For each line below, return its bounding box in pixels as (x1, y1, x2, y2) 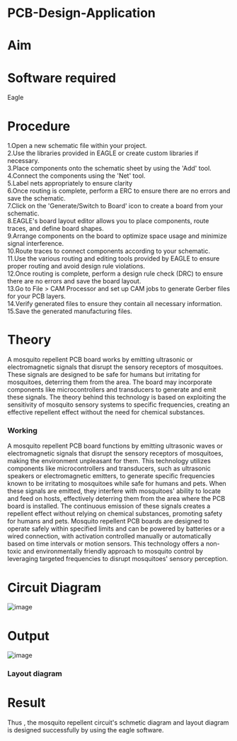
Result (7, 695, 46, 711)
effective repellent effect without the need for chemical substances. (7, 408, 205, 417)
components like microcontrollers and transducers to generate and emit (7, 385, 216, 394)
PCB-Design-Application (7, 5, 156, 21)
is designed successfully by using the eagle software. (7, 726, 164, 735)
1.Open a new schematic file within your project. (7, 142, 147, 150)
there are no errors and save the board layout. (7, 277, 141, 285)
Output (7, 628, 50, 644)
